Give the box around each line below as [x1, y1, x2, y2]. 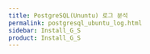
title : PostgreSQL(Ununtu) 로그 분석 [8, 11, 129, 20]
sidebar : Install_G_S [8, 26, 81, 34]
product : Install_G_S [8, 33, 81, 42]
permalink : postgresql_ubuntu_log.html [8, 19, 143, 27]
